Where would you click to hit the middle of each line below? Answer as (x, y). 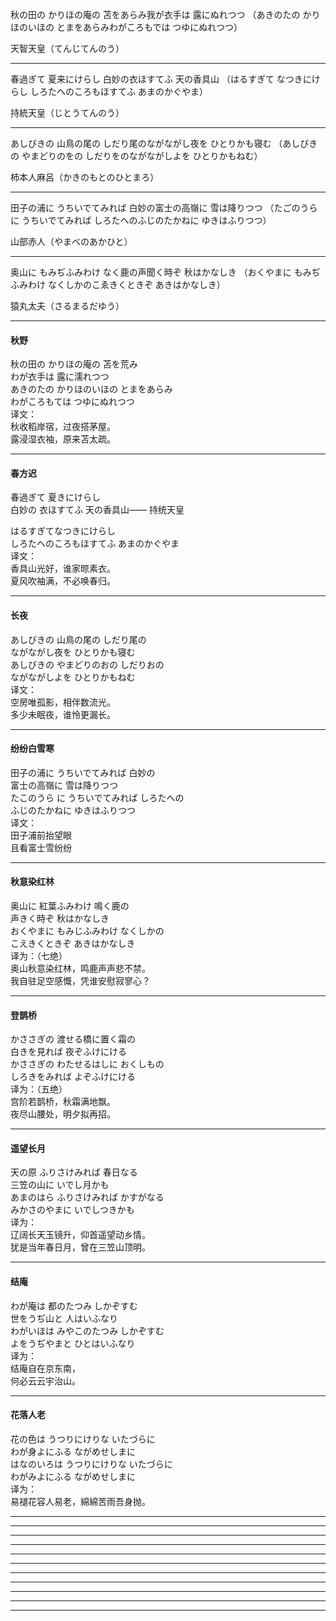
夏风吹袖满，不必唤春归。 (63, 581)
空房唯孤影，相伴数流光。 (63, 702)
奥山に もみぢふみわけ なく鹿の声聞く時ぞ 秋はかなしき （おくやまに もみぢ (165, 272)
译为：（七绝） (39, 956)
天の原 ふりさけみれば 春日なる (74, 1172)
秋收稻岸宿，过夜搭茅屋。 (63, 427)
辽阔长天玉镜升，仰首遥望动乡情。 (80, 1235)
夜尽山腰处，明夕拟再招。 (63, 1114)
